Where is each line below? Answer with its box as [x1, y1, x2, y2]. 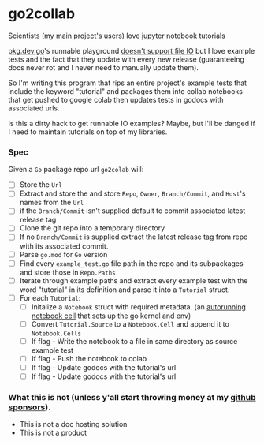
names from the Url [19, 198, 84, 208]
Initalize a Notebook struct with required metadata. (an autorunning [31, 301, 247, 312]
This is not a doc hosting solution [19, 420, 128, 429]
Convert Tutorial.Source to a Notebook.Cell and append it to [31, 319, 230, 328]
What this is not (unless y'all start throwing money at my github [8, 392, 256, 403]
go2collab [8, 5, 76, 23]
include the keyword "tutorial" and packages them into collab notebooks [8, 86, 243, 95]
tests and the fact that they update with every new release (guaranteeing [8, 54, 244, 64]
